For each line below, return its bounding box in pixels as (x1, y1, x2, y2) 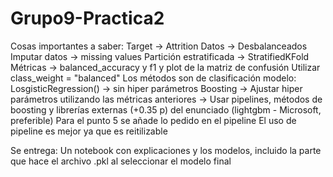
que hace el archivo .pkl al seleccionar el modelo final (10, 155, 232, 167)
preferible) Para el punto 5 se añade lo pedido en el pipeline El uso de (10, 114, 297, 126)
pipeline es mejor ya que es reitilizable (10, 125, 168, 137)
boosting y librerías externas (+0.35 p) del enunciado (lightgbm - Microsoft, (10, 103, 322, 116)
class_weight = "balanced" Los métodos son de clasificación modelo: (10, 72, 297, 84)
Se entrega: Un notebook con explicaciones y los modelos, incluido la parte (10, 144, 322, 156)
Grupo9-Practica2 (10, 7, 165, 30)
